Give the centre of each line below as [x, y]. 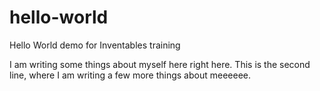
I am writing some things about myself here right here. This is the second [160, 64]
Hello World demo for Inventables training [95, 45]
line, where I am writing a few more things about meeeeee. [130, 75]
